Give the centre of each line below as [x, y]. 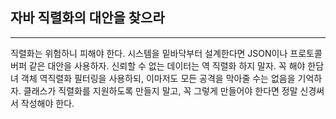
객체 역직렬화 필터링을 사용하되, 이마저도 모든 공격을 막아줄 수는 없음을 [158, 78]
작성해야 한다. [47, 103]
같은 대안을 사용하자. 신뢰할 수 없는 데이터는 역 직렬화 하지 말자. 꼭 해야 [167, 65]
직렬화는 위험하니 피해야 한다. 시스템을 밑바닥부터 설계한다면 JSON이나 [149, 53]
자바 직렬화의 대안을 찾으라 [87, 18]
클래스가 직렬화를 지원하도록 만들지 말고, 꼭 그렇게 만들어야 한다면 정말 [160, 90]
